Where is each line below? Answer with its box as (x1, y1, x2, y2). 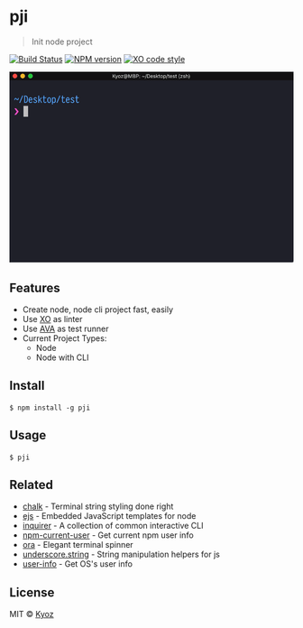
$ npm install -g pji (9, 403, 91, 412)
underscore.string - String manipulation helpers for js (22, 549, 221, 560)
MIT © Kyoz (9, 609, 54, 620)
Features (9, 280, 60, 295)
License (9, 585, 55, 600)
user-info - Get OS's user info (22, 559, 133, 569)
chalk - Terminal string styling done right (22, 501, 174, 512)
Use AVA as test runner (22, 323, 109, 334)
